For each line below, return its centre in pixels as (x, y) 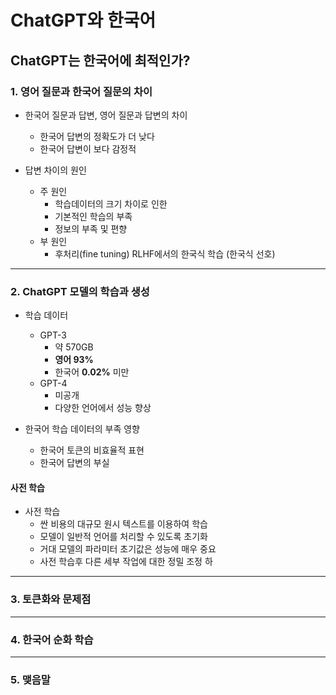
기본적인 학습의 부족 (93, 216)
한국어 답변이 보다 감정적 (88, 148)
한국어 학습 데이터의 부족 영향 (82, 429)
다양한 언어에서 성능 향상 (103, 408)
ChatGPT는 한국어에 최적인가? (100, 60)
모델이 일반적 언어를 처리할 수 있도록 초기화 (123, 537)
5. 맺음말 (30, 679)
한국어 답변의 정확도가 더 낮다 (97, 136)
